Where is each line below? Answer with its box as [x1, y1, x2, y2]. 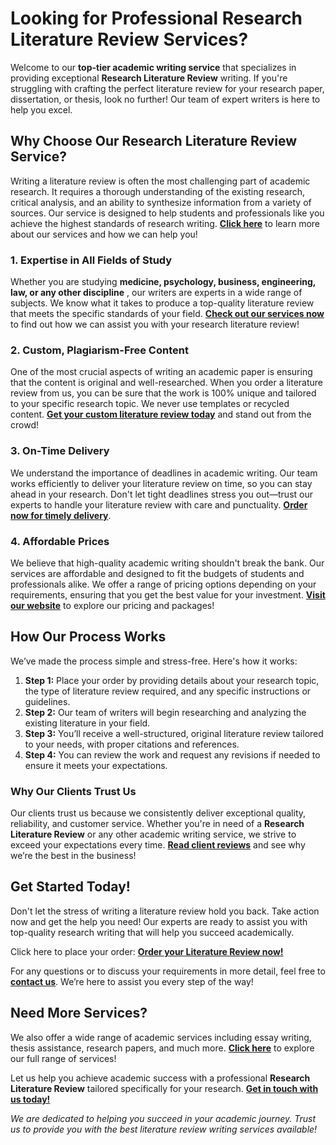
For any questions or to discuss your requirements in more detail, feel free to [10, 965, 326, 977]
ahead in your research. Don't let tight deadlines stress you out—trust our [10, 488, 313, 500]
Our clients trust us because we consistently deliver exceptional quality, [10, 807, 307, 819]
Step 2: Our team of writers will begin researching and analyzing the [24, 706, 307, 718]
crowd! [10, 419, 39, 431]
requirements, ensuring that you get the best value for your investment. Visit [10, 588, 326, 601]
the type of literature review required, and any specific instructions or [24, 685, 312, 697]
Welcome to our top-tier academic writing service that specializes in [10, 61, 297, 73]
